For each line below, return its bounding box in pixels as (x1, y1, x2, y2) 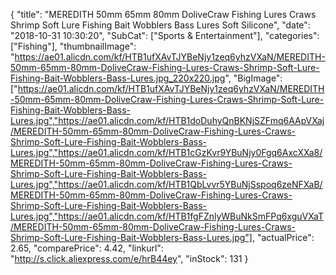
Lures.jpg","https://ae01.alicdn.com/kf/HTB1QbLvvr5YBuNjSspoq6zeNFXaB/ (10, 179, 323, 190)
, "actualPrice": (251, 232, 315, 243)
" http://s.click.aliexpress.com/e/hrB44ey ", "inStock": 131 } (10, 253, 249, 264)
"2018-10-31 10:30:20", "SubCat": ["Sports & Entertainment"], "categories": (10, 30, 320, 41)
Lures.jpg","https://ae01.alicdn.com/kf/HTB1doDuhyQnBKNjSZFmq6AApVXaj (10, 115, 325, 126)
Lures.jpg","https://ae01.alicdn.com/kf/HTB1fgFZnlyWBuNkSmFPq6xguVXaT (10, 210, 324, 222)
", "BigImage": (224, 72, 283, 84)
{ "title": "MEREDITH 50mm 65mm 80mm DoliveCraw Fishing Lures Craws (10, 9, 317, 20)
